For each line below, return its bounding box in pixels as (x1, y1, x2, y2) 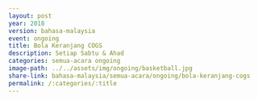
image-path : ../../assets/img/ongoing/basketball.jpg (8, 65, 193, 73)
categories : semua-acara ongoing (8, 57, 121, 65)
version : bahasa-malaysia (8, 27, 95, 35)
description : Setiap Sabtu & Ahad (8, 49, 125, 57)
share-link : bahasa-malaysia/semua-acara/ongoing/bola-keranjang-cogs (8, 72, 251, 80)
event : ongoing (8, 34, 60, 43)
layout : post (8, 11, 52, 20)
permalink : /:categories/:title (8, 79, 117, 87)
